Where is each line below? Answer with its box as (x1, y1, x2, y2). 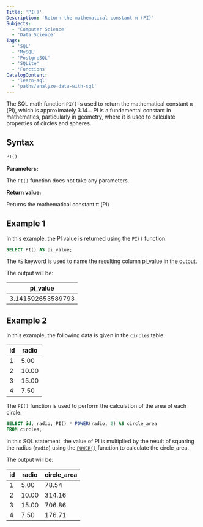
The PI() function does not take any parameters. (6, 176, 130, 184)
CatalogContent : (6, 72, 48, 78)
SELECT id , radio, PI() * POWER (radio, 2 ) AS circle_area (6, 421, 157, 427)
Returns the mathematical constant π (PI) (6, 200, 110, 208)
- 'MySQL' (12, 49, 37, 55)
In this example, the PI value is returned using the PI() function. (6, 235, 167, 242)
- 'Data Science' (12, 32, 56, 38)
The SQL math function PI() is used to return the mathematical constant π (6, 100, 193, 107)
